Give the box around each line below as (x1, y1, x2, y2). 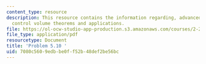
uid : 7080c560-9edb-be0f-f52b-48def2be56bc (6, 49, 120, 55)
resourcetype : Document (6, 37, 67, 43)
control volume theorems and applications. (12, 20, 124, 26)
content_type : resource (6, 9, 67, 15)
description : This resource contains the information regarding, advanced (6, 15, 202, 21)
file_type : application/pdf (6, 32, 78, 38)
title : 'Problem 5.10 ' (6, 43, 67, 49)
